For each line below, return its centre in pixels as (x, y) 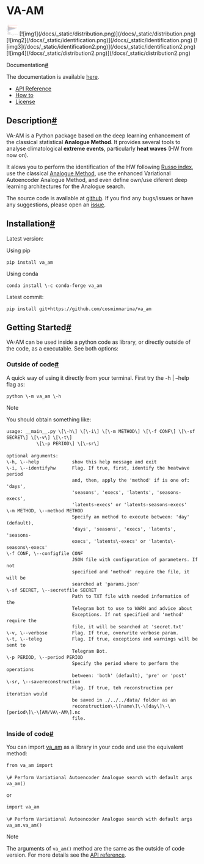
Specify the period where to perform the (125, 663)
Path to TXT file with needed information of (131, 596)
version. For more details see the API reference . (66, 855)
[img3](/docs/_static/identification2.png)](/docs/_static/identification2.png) (101, 46)
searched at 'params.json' (106, 584)
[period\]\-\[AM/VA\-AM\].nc (43, 712)
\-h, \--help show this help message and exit (82, 462)
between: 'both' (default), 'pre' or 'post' (129, 675)
